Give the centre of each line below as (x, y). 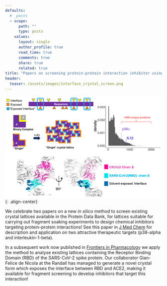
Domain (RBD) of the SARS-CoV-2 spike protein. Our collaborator (72, 258)
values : (22, 37)
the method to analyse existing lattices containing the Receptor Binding (78, 253)
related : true (33, 68)
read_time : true (35, 52)
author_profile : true (41, 47)
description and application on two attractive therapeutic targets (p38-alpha (83, 232)
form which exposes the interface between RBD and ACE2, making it (75, 269)
